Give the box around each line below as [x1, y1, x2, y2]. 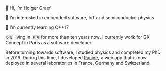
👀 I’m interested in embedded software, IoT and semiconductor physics [5, 15, 154, 20]
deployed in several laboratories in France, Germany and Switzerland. [5, 60, 151, 66]
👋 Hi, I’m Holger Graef [5, 5, 51, 11]
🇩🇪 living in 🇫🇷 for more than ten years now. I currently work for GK [5, 34, 150, 40]
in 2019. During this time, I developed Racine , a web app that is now [5, 55, 147, 60]
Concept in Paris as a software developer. [5, 40, 93, 45]
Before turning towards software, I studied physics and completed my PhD [5, 49, 161, 55]
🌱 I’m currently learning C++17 [5, 24, 69, 30]
